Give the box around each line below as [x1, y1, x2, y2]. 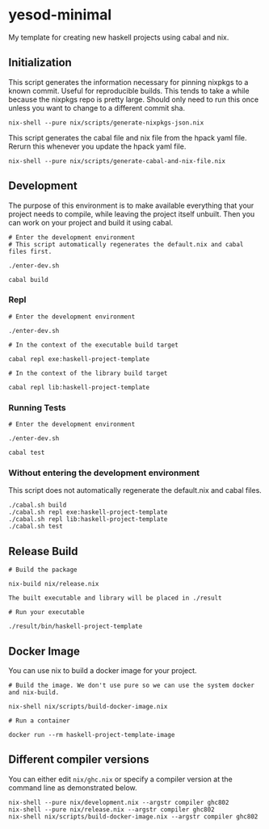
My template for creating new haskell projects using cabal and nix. [8, 32, 229, 42]
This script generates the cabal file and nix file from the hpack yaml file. [8, 133, 248, 142]
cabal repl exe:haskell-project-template [8, 355, 150, 363]
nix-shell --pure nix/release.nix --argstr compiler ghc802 [8, 806, 216, 814]
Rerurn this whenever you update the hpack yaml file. [8, 141, 187, 151]
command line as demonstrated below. [8, 782, 137, 793]
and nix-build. [8, 688, 60, 696]
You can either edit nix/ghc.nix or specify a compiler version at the [8, 774, 233, 784]
